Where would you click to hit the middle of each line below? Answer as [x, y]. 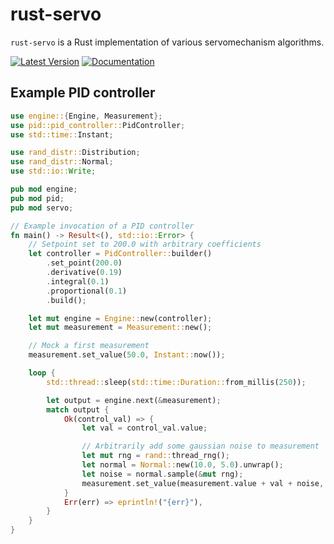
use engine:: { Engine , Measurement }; [86, 116]
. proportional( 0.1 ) [87, 291]
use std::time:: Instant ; [62, 134]
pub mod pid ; [37, 198]
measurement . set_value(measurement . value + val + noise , [203, 483]
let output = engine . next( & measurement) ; [134, 400]
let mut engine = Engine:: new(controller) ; [120, 318]
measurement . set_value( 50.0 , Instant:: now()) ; [127, 355]
